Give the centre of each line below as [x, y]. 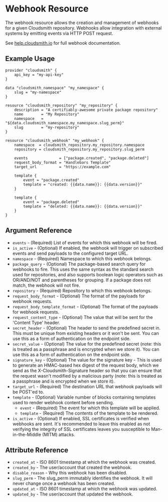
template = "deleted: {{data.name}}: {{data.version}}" [83, 206]
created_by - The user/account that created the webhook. [72, 467]
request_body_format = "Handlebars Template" [63, 162]
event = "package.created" [51, 180]
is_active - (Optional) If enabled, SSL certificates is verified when [81, 418]
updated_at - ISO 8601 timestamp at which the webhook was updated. [85, 489]
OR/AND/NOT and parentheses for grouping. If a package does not [82, 280]
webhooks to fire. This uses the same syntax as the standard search [83, 269]
